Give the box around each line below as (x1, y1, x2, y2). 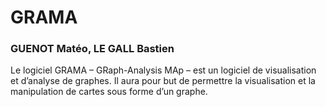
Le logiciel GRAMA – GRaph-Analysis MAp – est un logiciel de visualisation (10, 64, 317, 76)
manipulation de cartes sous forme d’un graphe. (10, 86, 208, 98)
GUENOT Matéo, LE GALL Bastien (10, 42, 175, 56)
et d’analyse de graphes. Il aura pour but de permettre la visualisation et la (10, 75, 316, 87)
